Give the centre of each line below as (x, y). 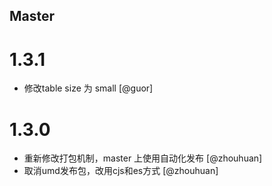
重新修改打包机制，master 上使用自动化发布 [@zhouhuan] (143, 158)
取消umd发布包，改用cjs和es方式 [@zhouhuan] (121, 171)
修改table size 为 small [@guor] (88, 88)
